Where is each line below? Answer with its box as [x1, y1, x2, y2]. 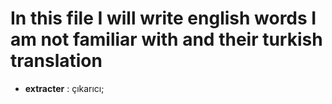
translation [10, 50, 103, 72]
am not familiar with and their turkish [10, 28, 323, 51]
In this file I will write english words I [10, 7, 317, 30]
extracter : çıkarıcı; [24, 82, 105, 94]
